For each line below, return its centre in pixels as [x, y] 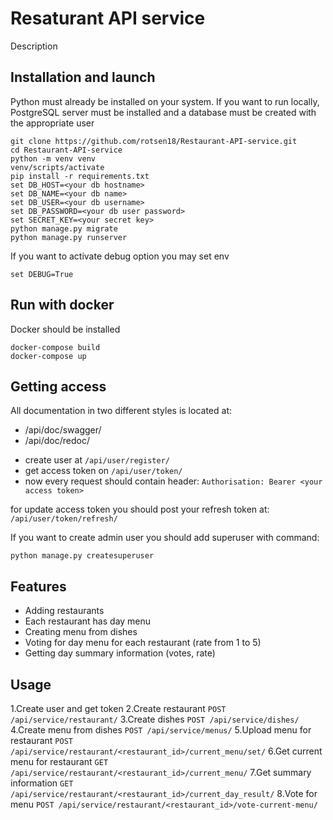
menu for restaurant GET [59, 761]
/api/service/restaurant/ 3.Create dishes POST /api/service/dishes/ [155, 719]
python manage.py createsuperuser [82, 556]
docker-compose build [55, 347]
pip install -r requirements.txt [80, 176]
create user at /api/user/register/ [97, 460]
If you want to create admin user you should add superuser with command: [165, 538]
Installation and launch [83, 77]
